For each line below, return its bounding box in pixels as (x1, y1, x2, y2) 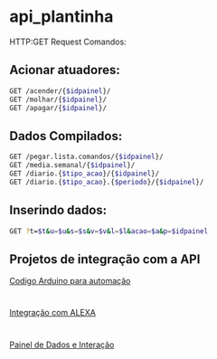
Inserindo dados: (9, 203, 108, 218)
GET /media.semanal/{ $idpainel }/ (9, 161, 136, 170)
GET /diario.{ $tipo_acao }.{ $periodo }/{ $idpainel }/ (9, 177, 204, 186)
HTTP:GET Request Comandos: (9, 36, 127, 47)
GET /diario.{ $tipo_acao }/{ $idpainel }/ (9, 169, 160, 178)
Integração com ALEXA (9, 307, 97, 318)
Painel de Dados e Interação (9, 339, 115, 350)
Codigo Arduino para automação (9, 276, 131, 287)
